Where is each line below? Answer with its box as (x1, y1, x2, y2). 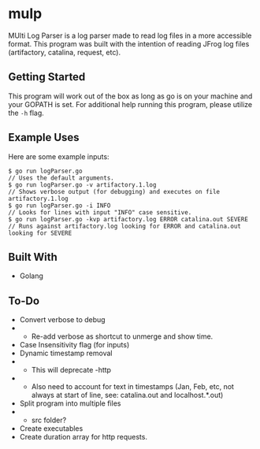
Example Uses (8, 131, 80, 144)
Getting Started (8, 70, 86, 83)
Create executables (19, 424, 84, 433)
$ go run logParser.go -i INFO (8, 202, 111, 210)
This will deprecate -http (31, 366, 112, 375)
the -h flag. (8, 108, 45, 117)
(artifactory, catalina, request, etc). (8, 47, 121, 57)
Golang (19, 271, 43, 280)
